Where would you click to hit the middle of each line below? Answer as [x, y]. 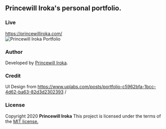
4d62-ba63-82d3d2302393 [34, 92]
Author [14, 52]
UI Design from [21, 87]
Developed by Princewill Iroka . [37, 63]
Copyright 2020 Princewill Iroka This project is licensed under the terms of [83, 116]
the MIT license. [22, 121]
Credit [13, 76]
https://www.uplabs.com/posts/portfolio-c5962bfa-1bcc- [97, 87]
